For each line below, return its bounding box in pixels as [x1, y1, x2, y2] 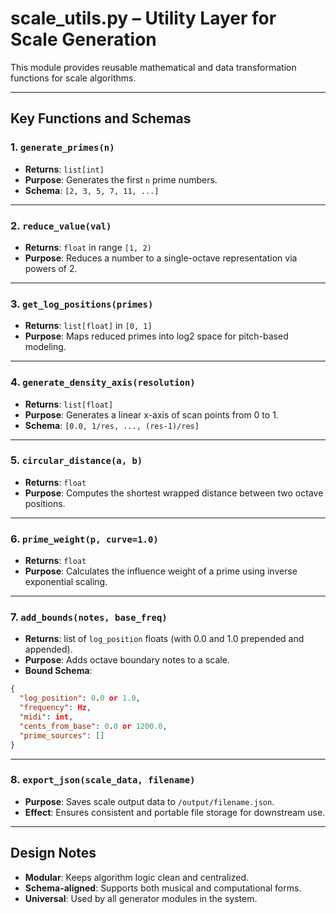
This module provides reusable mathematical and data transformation [10, 61, 297, 73]
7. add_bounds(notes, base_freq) [10, 610, 168, 624]
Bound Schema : [24, 665, 93, 677]
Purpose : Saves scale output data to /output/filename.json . [24, 795, 275, 807]
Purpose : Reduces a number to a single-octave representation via [24, 252, 298, 264]
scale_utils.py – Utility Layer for [10, 7, 277, 30]
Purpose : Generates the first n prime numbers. [24, 173, 218, 186]
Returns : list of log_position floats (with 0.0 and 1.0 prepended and [24, 633, 305, 645]
